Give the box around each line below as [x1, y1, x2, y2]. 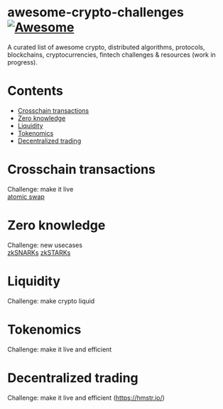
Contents [7, 83, 64, 99]
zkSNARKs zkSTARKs [7, 248, 71, 256]
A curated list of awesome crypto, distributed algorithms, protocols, [7, 43, 205, 51]
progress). [7, 58, 38, 66]
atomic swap [7, 192, 45, 201]
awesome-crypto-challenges [7, 4, 185, 21]
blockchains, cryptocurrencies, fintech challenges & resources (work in [7, 50, 217, 59]
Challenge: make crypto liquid [7, 296, 95, 305]
